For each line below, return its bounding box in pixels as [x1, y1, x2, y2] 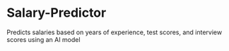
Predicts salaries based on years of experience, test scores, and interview [6, 28, 223, 36]
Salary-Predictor [6, 5, 107, 21]
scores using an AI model [6, 35, 81, 43]
